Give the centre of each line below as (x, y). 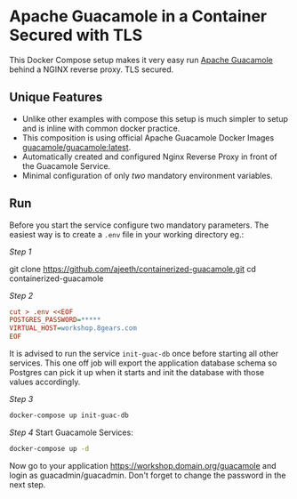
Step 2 (21, 295)
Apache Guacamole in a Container (138, 16)
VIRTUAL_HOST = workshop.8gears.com (73, 328)
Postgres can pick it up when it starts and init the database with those (137, 373)
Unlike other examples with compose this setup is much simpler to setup (155, 118)
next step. (28, 484)
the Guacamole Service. (66, 165)
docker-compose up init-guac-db (69, 415)
